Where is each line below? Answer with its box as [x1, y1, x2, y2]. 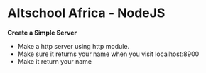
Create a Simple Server [7, 28, 77, 37]
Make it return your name [17, 57, 92, 65]
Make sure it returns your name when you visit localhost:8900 [17, 50, 200, 58]
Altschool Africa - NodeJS [7, 5, 166, 21]
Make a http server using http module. [17, 42, 130, 50]
